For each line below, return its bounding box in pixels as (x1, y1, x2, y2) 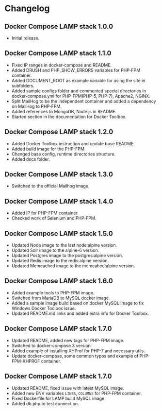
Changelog (4, 3, 50, 14)
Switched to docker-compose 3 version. (11, 342, 92, 348)
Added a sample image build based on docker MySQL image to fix (11, 300, 144, 306)
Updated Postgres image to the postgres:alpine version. (11, 253, 123, 258)
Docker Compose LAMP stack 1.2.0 (4, 128, 113, 136)
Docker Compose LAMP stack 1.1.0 (4, 49, 112, 57)
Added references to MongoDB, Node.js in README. (11, 108, 117, 114)
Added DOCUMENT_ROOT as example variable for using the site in (11, 77, 145, 83)
